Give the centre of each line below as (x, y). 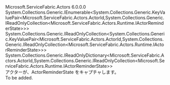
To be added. (19, 78)
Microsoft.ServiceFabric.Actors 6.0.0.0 (46, 7)
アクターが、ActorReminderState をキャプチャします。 (62, 72)
